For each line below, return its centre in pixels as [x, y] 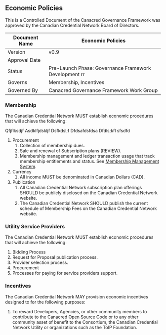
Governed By [23, 90]
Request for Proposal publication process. [55, 257]
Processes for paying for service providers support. [65, 273]
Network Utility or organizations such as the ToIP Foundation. [75, 327]
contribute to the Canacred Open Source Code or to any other [75, 317]
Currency [22, 172]
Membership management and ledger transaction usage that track [87, 156]
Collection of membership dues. [52, 146]
